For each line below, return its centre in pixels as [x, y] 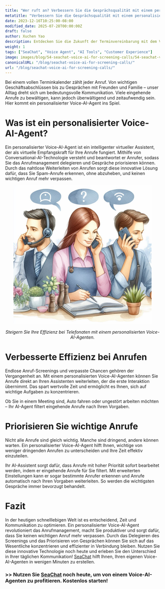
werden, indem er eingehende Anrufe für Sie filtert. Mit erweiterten [73, 471]
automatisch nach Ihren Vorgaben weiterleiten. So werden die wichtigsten [80, 481]
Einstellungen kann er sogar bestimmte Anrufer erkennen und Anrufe [75, 476]
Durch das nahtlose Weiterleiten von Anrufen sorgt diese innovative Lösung [82, 168]
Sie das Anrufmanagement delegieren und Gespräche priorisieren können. [80, 163]
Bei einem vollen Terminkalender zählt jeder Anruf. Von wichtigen [71, 82]
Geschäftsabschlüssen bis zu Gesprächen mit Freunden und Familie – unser [82, 87]
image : [12, 57]
